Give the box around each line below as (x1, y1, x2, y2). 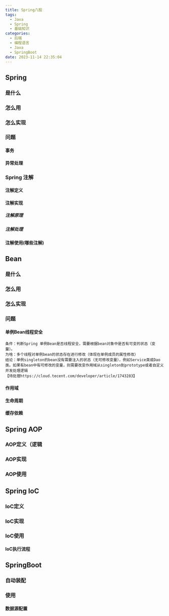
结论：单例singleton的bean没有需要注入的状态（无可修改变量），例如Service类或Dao (5, 357, 160, 362)
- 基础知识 (10, 26, 30, 31)
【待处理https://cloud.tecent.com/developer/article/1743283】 (5, 374, 137, 379)
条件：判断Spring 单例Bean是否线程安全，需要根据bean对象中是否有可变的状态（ (5, 341, 152, 347)
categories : (5, 31, 30, 36)
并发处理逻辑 (5, 368, 28, 374)
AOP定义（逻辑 (5, 441, 42, 448)
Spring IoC (5, 486, 39, 495)
